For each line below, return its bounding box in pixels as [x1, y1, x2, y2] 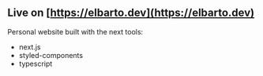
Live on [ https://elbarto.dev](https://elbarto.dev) [7, 6, 254, 20]
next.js [18, 42, 41, 52]
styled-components [18, 50, 84, 60]
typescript [18, 59, 53, 68]
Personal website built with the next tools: [7, 27, 144, 36]
